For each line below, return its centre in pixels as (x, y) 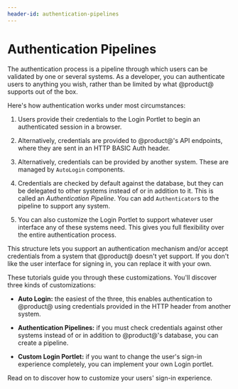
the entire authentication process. (67, 235)
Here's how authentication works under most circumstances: (97, 105)
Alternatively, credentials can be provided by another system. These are (123, 161)
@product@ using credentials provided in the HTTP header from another (124, 306)
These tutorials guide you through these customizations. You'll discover (112, 277)
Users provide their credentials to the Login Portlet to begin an (109, 119)
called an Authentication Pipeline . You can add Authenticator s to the (118, 198)
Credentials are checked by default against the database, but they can (120, 183)
